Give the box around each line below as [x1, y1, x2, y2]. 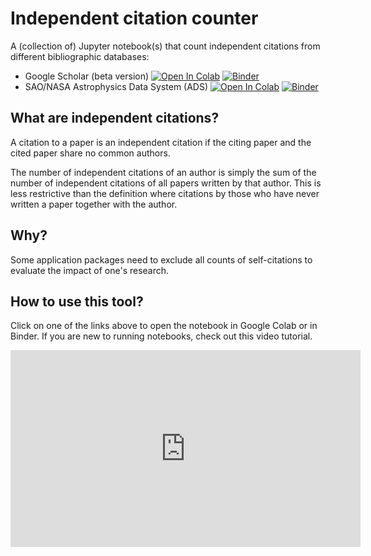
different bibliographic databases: [10, 50, 150, 62]
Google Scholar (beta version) [24, 70, 150, 82]
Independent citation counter [10, 7, 259, 30]
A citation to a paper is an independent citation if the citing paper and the [10, 136, 312, 148]
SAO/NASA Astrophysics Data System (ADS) [24, 80, 209, 92]
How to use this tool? [10, 293, 144, 310]
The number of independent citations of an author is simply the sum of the [10, 166, 317, 178]
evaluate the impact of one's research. [10, 264, 170, 276]
